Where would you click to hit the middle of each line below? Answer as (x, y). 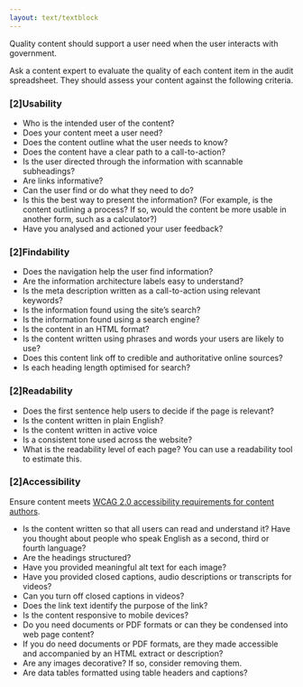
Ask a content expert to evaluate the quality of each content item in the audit (151, 70)
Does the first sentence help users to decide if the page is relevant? (148, 411)
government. (33, 53)
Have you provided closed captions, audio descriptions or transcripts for (157, 576)
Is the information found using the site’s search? (111, 310)
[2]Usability (36, 103)
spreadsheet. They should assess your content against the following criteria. (151, 80)
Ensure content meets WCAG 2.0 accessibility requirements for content (142, 501)
